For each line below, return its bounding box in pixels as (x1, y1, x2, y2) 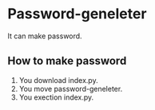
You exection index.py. (18, 92, 94, 102)
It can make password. (7, 31, 82, 41)
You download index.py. (18, 75, 98, 84)
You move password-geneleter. (18, 84, 123, 93)
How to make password (7, 54, 127, 68)
